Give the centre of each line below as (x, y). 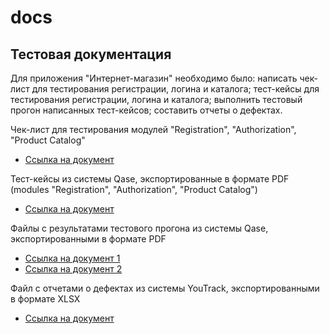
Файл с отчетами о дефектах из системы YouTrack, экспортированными (165, 288)
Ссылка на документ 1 (72, 258)
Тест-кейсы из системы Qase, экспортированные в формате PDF (150, 179)
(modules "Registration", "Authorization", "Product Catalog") (134, 189)
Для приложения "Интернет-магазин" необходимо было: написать (154, 78)
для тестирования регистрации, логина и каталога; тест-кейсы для (175, 89)
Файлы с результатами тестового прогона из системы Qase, (139, 228)
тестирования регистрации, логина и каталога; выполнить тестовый (156, 99)
